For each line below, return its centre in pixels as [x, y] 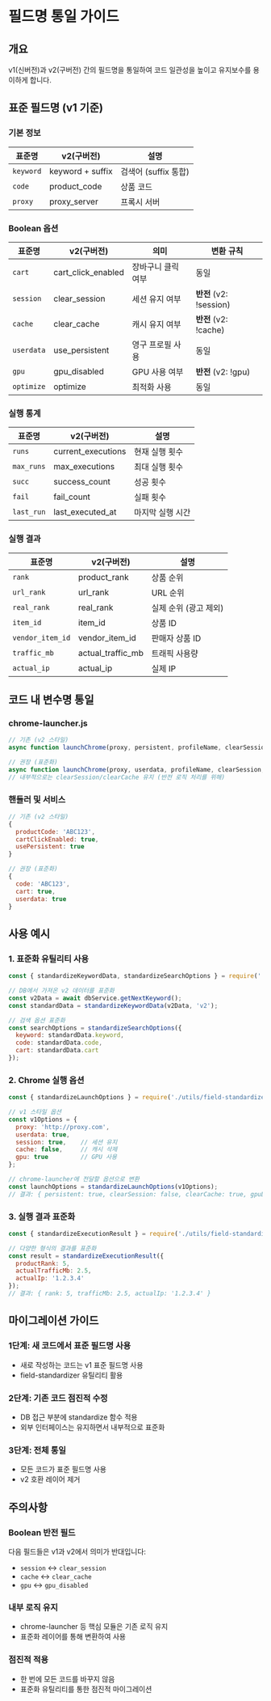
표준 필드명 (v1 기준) [56, 108]
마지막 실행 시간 [163, 513]
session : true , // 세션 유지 [67, 1142]
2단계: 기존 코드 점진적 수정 [58, 1398]
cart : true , [36, 891]
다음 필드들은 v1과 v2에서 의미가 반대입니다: [77, 1551]
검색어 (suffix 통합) [155, 171]
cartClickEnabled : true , [57, 839]
